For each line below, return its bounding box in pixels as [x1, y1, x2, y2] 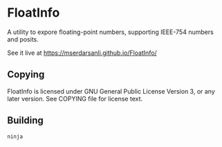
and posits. [7, 35, 39, 43]
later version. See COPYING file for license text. [7, 94, 143, 103]
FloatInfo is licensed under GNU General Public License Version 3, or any [7, 87, 216, 95]
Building [7, 114, 44, 126]
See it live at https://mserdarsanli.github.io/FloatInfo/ [7, 49, 157, 57]
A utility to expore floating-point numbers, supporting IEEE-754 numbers [7, 28, 214, 36]
